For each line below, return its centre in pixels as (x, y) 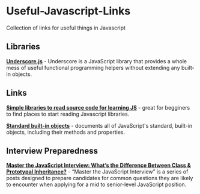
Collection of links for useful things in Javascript (66, 28)
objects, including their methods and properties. (66, 132)
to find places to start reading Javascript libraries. (68, 114)
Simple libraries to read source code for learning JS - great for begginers (98, 107)
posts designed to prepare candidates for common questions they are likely (100, 178)
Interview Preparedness (52, 151)
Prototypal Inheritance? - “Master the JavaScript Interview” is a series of (97, 172)
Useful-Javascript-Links (68, 11)
